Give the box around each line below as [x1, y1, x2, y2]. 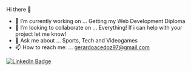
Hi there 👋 [6, 6, 32, 13]
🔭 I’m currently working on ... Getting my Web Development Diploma [15, 18, 186, 24]
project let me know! [15, 30, 67, 38]
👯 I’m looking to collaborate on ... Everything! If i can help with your [15, 24, 183, 31]
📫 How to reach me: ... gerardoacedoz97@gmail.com [15, 44, 150, 51]
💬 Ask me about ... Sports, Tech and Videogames [15, 37, 138, 44]
